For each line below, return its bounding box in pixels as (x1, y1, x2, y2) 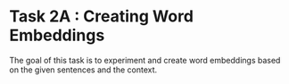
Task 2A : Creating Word (9, 6, 194, 27)
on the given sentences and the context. (9, 64, 158, 75)
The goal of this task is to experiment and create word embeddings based (9, 55, 281, 65)
